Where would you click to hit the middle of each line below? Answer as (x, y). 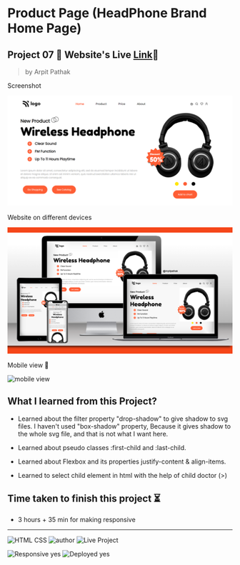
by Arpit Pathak (47, 72)
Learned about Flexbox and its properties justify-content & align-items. (122, 461)
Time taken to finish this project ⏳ (84, 499)
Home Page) (45, 28)
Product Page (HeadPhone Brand (107, 13)
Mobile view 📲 (28, 365)
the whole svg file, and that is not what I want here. (93, 434)
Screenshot (24, 86)
